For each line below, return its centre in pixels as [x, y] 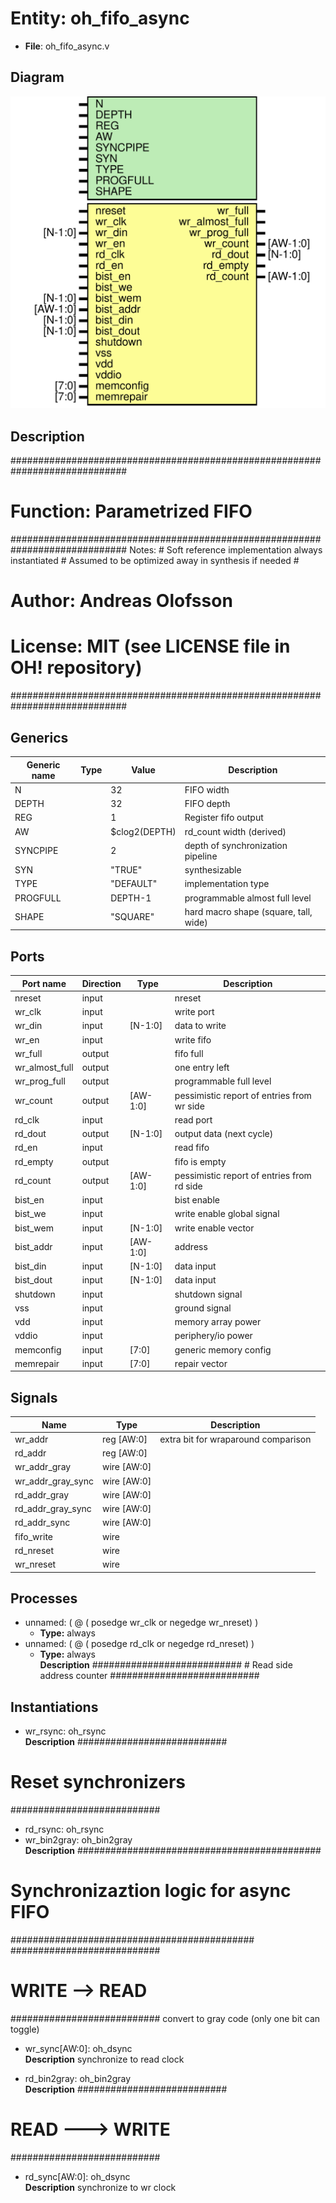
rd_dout [30, 1134]
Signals [34, 1397]
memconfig [38, 1349]
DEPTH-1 [131, 898]
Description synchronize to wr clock [100, 2187]
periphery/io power [213, 1336]
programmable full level [223, 1081]
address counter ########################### [149, 1676]
